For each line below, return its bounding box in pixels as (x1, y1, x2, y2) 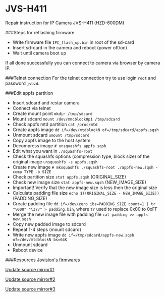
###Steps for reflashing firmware (5, 29, 75, 35)
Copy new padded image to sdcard (12, 221, 86, 227)
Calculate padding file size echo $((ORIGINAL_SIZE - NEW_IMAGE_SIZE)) (12, 190, 160, 196)
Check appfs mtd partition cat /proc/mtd (12, 121, 98, 127)
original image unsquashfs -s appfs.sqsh (12, 158, 98, 164)
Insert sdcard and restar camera (12, 99, 80, 106)
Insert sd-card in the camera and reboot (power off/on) (12, 44, 128, 50)
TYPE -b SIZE (24, 169, 51, 174)
